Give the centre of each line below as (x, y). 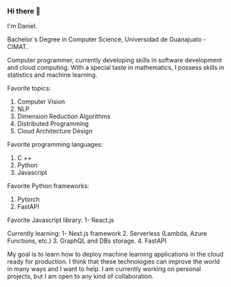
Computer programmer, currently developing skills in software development (114, 60)
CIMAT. (18, 47)
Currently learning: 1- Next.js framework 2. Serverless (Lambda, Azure (107, 234)
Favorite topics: (29, 89)
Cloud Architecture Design (55, 131)
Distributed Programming (53, 124)
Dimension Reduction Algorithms (64, 116)
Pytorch (28, 199)
